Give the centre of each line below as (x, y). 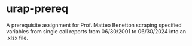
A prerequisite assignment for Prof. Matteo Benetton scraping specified (94, 25)
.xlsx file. (17, 38)
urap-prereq (37, 9)
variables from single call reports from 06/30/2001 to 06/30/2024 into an (96, 31)
